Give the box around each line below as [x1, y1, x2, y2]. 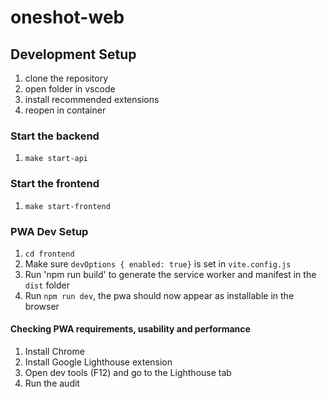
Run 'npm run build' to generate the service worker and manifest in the [24, 268, 317, 280]
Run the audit [24, 377, 80, 390]
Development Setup [10, 46, 137, 63]
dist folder [24, 279, 70, 291]
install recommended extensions [24, 94, 160, 105]
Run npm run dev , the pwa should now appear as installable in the [24, 289, 295, 301]
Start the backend [10, 129, 100, 143]
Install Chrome [24, 346, 85, 358]
